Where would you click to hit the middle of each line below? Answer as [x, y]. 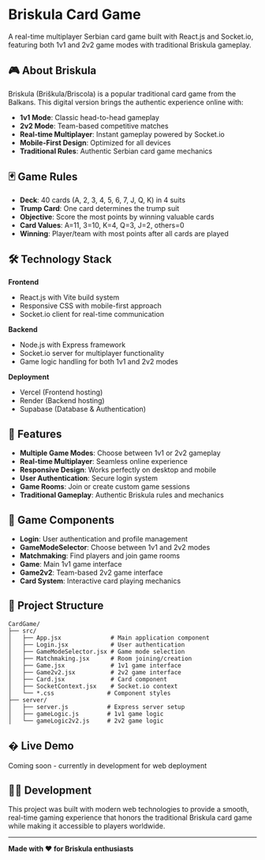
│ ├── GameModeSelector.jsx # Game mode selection [97, 651]
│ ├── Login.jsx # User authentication [97, 645]
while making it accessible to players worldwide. [87, 826]
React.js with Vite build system [69, 297]
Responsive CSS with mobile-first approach [90, 306]
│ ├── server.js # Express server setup [97, 707]
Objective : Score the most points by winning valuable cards [117, 217]
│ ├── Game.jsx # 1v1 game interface [95, 666]
